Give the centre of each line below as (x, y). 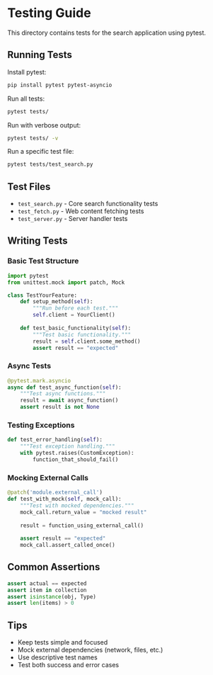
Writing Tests (38, 241)
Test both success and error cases (68, 665)
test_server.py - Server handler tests (73, 219)
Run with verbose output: (44, 125)
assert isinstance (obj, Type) (52, 596)
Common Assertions (54, 567)
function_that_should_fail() (76, 459)
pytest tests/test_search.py (50, 164)
